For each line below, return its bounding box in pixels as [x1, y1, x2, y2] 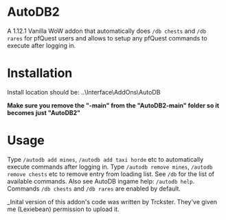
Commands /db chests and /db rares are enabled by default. [7, 184, 181, 193]
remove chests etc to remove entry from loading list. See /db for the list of [7, 169, 215, 178]
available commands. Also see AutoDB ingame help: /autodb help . [7, 177, 195, 185]
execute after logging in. [7, 41, 76, 49]
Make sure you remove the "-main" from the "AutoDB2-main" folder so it [7, 101, 220, 110]
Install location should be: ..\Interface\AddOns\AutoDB [7, 88, 161, 96]
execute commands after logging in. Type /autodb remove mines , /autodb [7, 162, 213, 171]
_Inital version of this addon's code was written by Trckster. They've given [7, 197, 218, 206]
